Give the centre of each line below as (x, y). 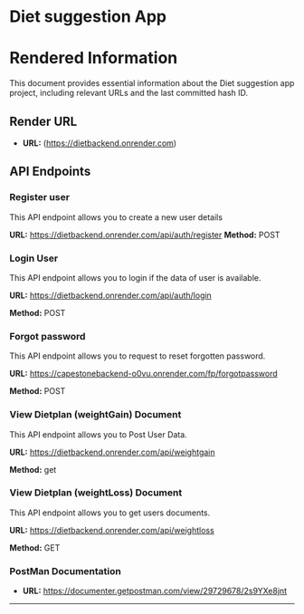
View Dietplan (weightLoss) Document (96, 493)
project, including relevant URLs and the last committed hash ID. (129, 93)
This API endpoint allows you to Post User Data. (98, 434)
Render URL (43, 121)
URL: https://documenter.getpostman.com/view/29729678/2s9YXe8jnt (155, 591)
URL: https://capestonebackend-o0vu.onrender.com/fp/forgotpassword (143, 374)
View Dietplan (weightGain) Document (95, 415)
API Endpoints (50, 172)
